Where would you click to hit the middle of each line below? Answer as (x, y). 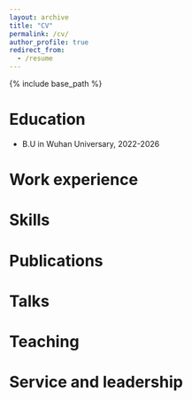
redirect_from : (37, 50)
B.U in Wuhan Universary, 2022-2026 (91, 143)
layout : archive (39, 17)
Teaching (44, 341)
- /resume (35, 58)
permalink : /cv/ (39, 34)
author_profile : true (49, 42)
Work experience (74, 180)
